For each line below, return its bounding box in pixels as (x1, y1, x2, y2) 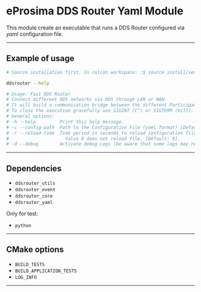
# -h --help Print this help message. (6, 119, 124, 125)
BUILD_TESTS (14, 261, 45, 267)
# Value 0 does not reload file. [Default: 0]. (6, 136, 181, 142)
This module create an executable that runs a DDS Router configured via (6, 24, 185, 31)
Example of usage (6, 53, 75, 64)
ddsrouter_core (14, 193, 53, 199)
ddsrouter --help (6, 80, 50, 86)
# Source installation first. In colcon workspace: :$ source (6, 69, 165, 76)
